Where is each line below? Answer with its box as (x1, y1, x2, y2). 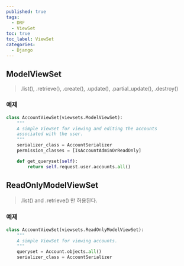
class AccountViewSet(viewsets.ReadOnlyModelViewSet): (6, 226, 144, 233)
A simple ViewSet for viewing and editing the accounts (17, 126, 158, 132)
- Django (11, 47, 33, 53)
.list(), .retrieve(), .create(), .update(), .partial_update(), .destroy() (20, 85, 179, 92)
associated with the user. (17, 131, 83, 137)
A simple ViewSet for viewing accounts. (17, 238, 118, 243)
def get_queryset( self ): (17, 158, 78, 164)
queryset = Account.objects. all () (17, 249, 102, 255)
